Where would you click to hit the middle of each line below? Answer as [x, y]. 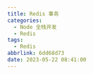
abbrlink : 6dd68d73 [36, 54]
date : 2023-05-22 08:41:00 [47, 60]
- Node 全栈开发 [36, 27]
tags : [15, 40]
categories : [25, 20]
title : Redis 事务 [33, 14]
